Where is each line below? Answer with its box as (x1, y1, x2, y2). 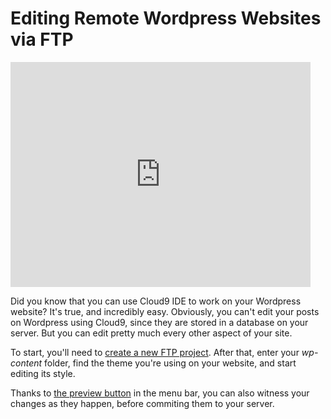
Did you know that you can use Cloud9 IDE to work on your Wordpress (10, 295, 302, 307)
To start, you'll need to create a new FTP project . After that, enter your (10, 346, 300, 358)
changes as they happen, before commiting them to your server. (10, 397, 275, 409)
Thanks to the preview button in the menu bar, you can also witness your (10, 387, 310, 399)
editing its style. (10, 367, 76, 379)
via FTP (10, 28, 74, 51)
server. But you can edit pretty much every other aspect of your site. (10, 327, 293, 339)
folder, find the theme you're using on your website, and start (44, 357, 297, 369)
